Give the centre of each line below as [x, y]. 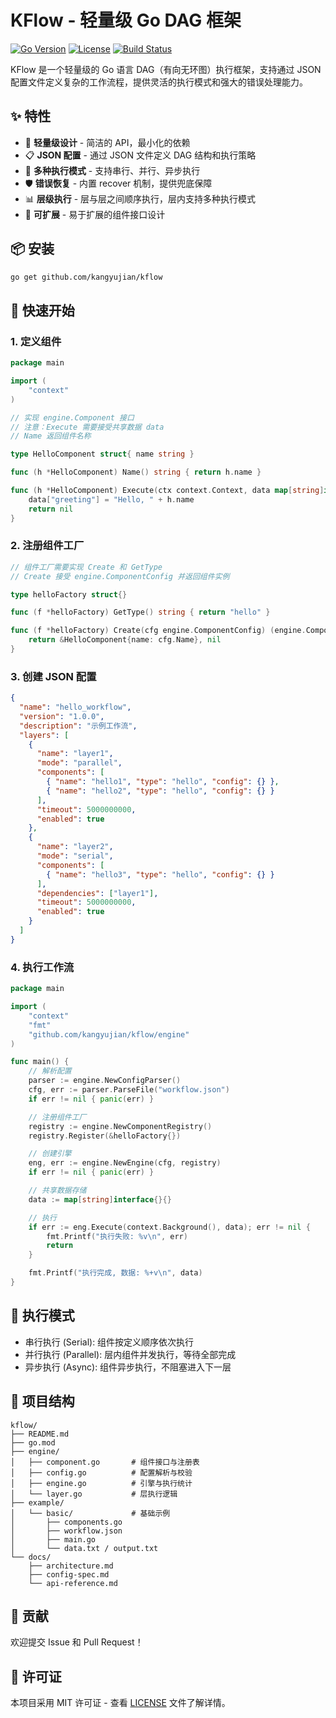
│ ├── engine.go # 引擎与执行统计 [101, 1483]
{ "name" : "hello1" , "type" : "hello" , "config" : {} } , [163, 782]
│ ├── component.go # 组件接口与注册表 [105, 1462]
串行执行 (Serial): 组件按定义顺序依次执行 [109, 1342]
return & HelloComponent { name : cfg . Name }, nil [125, 640]
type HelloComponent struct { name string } [102, 454]
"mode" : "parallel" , [79, 763]
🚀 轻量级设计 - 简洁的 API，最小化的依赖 [107, 142]
